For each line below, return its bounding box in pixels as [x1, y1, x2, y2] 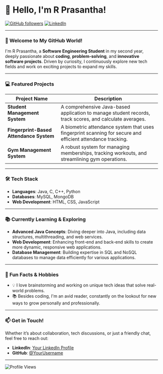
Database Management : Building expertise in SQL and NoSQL [12, 249, 137, 255]
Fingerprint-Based [7, 126, 52, 133]
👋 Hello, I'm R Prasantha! [5, 4, 106, 16]
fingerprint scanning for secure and [60, 129, 142, 136]
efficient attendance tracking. [60, 136, 128, 142]
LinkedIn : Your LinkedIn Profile [12, 345, 74, 351]
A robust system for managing [60, 143, 130, 150]
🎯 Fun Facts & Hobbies [5, 271, 59, 278]
